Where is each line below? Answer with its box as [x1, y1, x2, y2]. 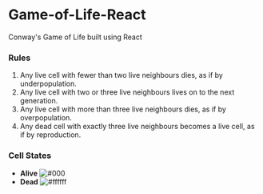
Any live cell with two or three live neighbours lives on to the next [19, 87, 235, 97]
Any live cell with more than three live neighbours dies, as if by [19, 104, 226, 114]
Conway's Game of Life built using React [8, 32, 142, 42]
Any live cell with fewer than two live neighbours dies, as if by [19, 71, 224, 80]
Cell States [8, 150, 52, 161]
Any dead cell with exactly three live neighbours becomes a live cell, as [19, 122, 255, 131]
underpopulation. [19, 79, 78, 89]
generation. [19, 96, 58, 106]
